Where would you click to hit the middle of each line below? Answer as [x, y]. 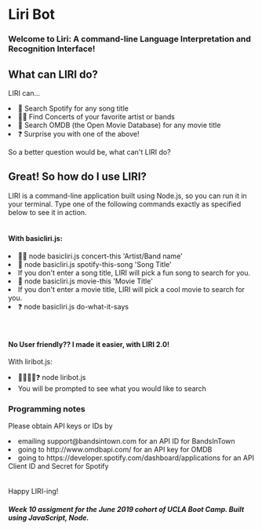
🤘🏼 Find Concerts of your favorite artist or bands [96, 116]
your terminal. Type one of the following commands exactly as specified [125, 204]
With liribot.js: [30, 362]
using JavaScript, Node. [49, 518]
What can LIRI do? [53, 74]
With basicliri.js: [35, 239]
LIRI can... [24, 93]
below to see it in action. [48, 212]
